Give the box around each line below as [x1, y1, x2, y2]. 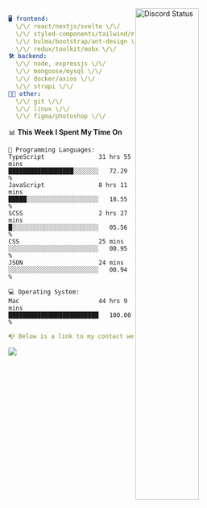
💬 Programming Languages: [8, 146, 95, 154]
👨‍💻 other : [8, 90, 42, 98]
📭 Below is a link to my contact [8, 332, 123, 341]
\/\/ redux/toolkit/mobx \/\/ [15, 44, 117, 53]
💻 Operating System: [8, 288, 81, 297]
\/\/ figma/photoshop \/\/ [15, 112, 106, 120]
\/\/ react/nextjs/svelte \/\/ [15, 22, 121, 31]
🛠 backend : [8, 52, 48, 60]
